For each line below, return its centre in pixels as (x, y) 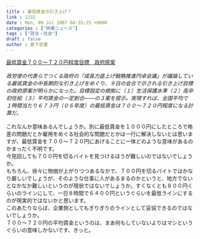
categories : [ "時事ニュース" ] (42, 28)
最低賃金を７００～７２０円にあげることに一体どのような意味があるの (107, 141)
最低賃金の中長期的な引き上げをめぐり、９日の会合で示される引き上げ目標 (102, 83)
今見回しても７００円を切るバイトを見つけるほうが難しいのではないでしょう (99, 156)
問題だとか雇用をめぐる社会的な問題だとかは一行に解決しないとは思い (102, 134)
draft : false (24, 39)
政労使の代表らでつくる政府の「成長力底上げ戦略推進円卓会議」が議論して (97, 76)
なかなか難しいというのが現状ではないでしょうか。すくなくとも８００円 (99, 185)
